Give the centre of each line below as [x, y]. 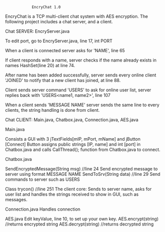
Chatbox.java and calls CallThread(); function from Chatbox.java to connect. [83, 150]
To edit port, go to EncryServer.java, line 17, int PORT [59, 41]
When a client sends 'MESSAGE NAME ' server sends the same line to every [82, 105]
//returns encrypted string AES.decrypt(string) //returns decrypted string [80, 224]
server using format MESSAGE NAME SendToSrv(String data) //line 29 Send [83, 174]
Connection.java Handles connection [43, 209]
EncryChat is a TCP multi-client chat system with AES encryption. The [77, 16]
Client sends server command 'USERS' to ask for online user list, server [78, 90]
